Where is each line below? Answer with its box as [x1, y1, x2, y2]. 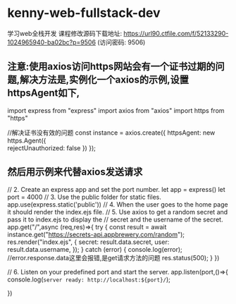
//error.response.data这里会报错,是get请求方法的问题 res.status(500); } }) [7, 253, 220, 262]
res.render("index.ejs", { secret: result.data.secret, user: [7, 238, 170, 246]
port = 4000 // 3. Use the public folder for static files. [7, 193, 162, 201]
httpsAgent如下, [7, 87, 80, 99]
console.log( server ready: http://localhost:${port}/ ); [7, 275, 171, 284]
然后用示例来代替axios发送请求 [7, 166, 143, 178]
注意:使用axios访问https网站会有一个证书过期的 [7, 61, 216, 73]
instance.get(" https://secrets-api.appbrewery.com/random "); [7, 230, 185, 238]
